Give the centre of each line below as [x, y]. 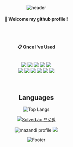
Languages [36, 97]
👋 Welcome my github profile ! [36, 19]
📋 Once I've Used [36, 47]
